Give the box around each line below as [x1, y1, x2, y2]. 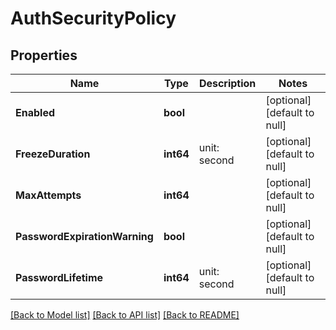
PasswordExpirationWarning [15, 230, 154, 243]
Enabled [15, 106, 56, 119]
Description [198, 77, 257, 90]
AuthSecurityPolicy [10, 7, 177, 30]
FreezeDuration [15, 147, 91, 161]
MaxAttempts [15, 188, 82, 202]
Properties [10, 47, 78, 64]
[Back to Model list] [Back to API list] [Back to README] [10, 309, 240, 321]
